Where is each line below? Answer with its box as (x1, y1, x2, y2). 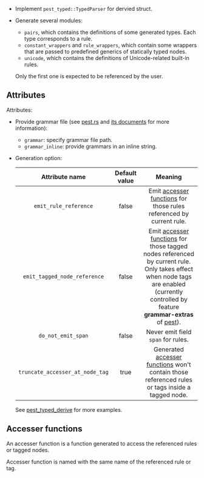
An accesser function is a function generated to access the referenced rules (6, 440, 197, 447)
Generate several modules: (15, 17, 83, 24)
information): (15, 124, 48, 132)
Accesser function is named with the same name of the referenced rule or (6, 458, 191, 465)
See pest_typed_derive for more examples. (15, 406, 123, 413)
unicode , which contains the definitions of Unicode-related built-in (24, 55, 190, 61)
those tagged (149, 242, 188, 251)
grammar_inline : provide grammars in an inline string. (24, 143, 157, 150)
